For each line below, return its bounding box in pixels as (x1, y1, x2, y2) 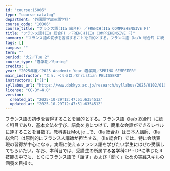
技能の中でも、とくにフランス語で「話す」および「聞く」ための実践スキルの (5, 154, 164, 160)
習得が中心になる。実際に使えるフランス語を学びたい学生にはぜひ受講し (14, 141, 165, 147)
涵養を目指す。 (5, 160, 36, 166)
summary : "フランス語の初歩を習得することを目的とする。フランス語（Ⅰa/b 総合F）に (5, 36, 161, 41)
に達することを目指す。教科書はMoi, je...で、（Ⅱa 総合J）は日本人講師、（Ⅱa (5, 129, 160, 135)
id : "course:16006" (5, 7, 47, 13)
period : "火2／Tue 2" (5, 54, 50, 60)
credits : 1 (5, 64, 28, 69)
